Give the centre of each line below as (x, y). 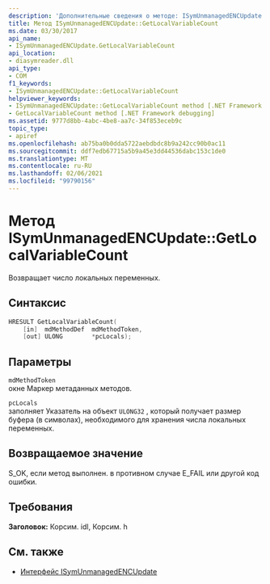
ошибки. (23, 481)
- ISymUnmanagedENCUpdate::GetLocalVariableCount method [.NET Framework (135, 106)
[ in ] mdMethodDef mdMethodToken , (83, 329)
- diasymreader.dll (41, 61)
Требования (40, 507)
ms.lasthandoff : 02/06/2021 (56, 174)
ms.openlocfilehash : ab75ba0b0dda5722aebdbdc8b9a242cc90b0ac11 (117, 143)
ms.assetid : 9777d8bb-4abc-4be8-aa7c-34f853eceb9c (95, 121)
